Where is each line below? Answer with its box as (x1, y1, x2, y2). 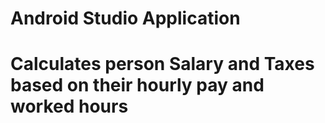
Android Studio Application (10, 7, 241, 30)
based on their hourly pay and (10, 74, 265, 97)
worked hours (10, 95, 129, 118)
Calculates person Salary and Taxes (10, 53, 315, 76)
